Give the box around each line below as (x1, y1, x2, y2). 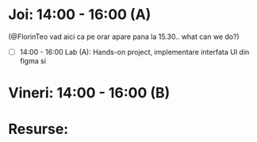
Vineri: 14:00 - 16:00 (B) (8, 84, 171, 102)
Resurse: (8, 121, 69, 138)
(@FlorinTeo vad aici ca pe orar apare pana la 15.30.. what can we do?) (8, 32, 240, 41)
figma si (19, 56, 46, 65)
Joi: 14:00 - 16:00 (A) (8, 6, 152, 24)
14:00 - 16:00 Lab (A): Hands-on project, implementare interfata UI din (19, 47, 250, 56)
